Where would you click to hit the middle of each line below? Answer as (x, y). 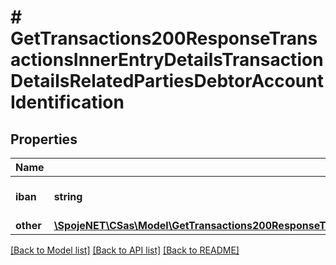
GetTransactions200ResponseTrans (164, 38)
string (68, 196)
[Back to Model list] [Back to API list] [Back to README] (125, 250)
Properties (44, 139)
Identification (67, 102)
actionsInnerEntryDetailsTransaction (167, 60)
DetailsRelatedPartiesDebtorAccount (167, 81)
